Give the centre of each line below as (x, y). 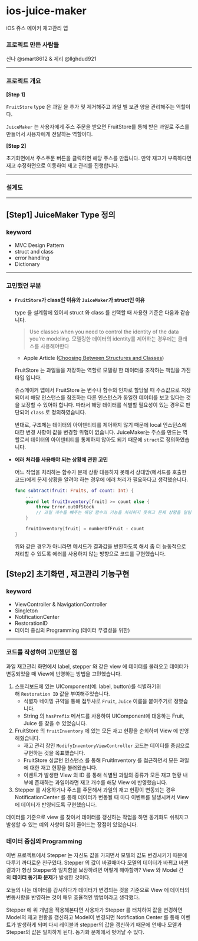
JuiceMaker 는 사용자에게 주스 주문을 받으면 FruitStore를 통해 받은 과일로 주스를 (98, 126)
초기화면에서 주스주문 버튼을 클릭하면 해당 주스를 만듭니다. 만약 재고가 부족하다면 (99, 158)
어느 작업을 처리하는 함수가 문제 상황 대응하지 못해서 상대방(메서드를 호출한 (100, 472)
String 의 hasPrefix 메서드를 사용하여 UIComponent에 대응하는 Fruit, (104, 716)
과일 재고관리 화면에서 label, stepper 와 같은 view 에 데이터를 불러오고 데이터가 (97, 666)
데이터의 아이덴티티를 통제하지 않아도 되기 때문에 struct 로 (98, 439)
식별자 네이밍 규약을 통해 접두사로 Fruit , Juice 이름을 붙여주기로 (98, 701)
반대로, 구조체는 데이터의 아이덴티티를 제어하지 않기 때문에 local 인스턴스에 (100, 424)
